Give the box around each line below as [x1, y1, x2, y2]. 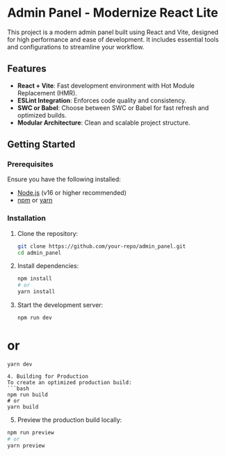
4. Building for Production [7, 372, 89, 380]
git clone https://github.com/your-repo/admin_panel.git [17, 242, 186, 250]
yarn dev [7, 361, 33, 368]
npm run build [7, 391, 49, 398]
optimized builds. [17, 111, 67, 119]
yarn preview [7, 442, 45, 449]
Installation [7, 214, 47, 223]
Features [7, 63, 47, 74]
